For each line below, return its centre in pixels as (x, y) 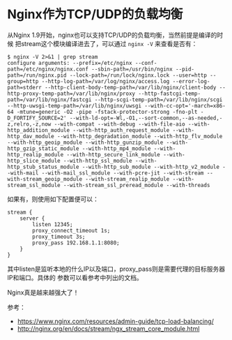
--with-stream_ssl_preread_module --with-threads (137, 185)
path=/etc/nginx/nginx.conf (48, 69)
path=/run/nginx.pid (37, 75)
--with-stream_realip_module (127, 179)
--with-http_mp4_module (116, 148)
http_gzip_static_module (43, 148)
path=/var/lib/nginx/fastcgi (49, 99)
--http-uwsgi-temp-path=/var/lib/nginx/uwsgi (74, 105)
